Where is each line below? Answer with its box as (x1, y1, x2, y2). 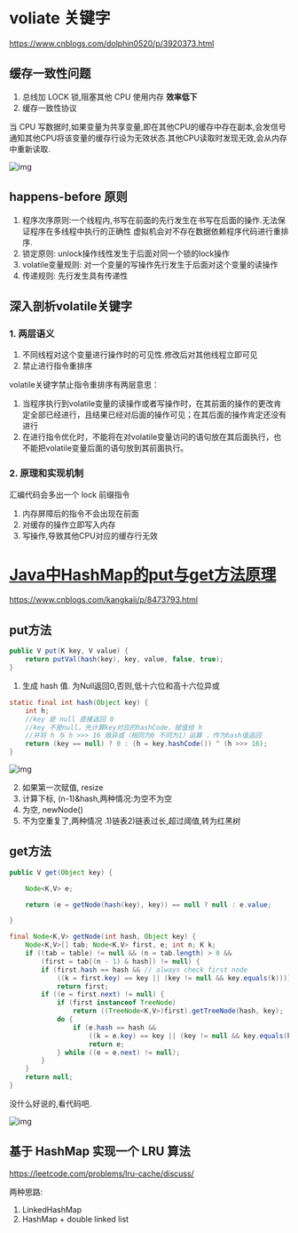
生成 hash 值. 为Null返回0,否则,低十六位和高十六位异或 (21, 680, 220, 691)
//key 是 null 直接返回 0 (25, 715, 114, 724)
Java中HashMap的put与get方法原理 (9, 564, 277, 585)
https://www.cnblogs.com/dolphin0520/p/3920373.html (9, 37, 215, 49)
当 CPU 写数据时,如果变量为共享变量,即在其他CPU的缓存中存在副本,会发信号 (9, 121, 286, 132)
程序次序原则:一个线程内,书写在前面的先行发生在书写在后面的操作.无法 (21, 214, 278, 225)
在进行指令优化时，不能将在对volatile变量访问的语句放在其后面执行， (21, 432, 274, 443)
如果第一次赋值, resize (21, 782, 104, 793)
